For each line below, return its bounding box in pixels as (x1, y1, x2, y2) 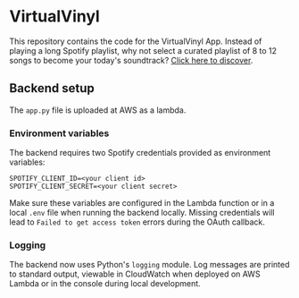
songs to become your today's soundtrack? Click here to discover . (9, 55, 253, 65)
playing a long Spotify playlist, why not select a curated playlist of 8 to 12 (9, 45, 278, 55)
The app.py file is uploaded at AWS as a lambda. (9, 105, 187, 115)
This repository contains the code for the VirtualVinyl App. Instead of (9, 36, 262, 47)
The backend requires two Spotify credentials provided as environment (9, 148, 271, 158)
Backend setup (9, 81, 96, 96)
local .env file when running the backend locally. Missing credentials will (9, 208, 275, 218)
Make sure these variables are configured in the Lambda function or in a (9, 198, 275, 209)
